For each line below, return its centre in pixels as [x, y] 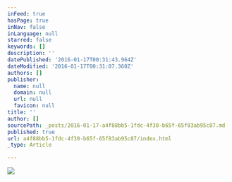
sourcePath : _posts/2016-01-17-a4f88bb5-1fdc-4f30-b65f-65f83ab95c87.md [116, 125]
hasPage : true [28, 20]
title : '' [22, 112]
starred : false [30, 40]
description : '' [31, 54]
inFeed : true [26, 14]
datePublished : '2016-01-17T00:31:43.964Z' [72, 60]
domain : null [33, 92]
